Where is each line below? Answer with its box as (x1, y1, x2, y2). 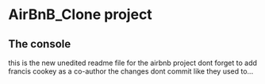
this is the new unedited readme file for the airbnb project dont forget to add (8, 58, 258, 67)
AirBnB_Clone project (8, 6, 152, 24)
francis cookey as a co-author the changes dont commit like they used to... (8, 67, 254, 76)
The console (8, 37, 71, 51)
